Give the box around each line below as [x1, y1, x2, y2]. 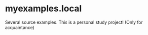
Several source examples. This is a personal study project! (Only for [5, 19, 143, 25]
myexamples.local [5, 3, 82, 14]
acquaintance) [5, 24, 35, 30]
